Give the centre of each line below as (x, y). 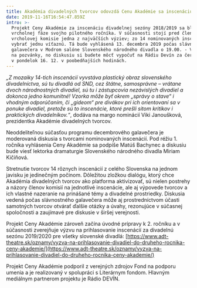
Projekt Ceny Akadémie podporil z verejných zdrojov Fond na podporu (91, 266)
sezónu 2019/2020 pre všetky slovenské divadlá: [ (67, 236)
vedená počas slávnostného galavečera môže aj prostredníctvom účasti (93, 199)
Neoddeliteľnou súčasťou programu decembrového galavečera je (85, 132)
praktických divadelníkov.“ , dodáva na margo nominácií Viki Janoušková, (94, 114)
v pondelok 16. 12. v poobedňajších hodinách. (69, 60)
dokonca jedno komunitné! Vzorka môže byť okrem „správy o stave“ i (90, 96)
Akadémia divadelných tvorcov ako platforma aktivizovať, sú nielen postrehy (98, 181)
